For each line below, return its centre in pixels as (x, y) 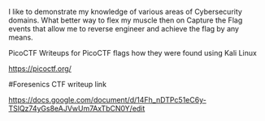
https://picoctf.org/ (40, 69)
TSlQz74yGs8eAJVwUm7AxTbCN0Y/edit (77, 108)
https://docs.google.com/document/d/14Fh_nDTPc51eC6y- (108, 100)
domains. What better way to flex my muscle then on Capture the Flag (126, 20)
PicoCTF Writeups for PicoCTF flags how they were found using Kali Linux (133, 53)
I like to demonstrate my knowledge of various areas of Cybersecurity (125, 12)
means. (21, 37)
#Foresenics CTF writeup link (58, 84)
